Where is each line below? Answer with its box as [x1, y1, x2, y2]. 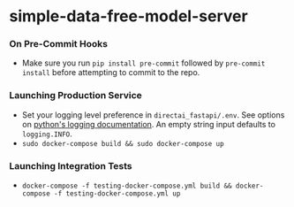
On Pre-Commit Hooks [9, 38, 109, 50]
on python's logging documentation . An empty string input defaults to [21, 119, 276, 129]
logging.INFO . [21, 128, 72, 139]
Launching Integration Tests [9, 159, 132, 172]
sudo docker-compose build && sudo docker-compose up [21, 139, 224, 148]
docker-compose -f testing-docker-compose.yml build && [21, 181, 232, 191]
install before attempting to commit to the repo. [21, 67, 200, 78]
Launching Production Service [9, 89, 143, 102]
